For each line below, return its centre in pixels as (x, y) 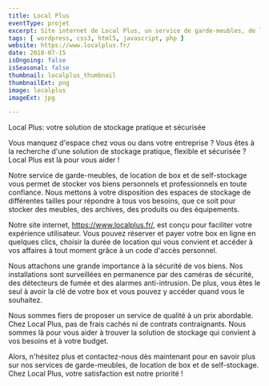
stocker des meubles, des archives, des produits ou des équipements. (124, 210)
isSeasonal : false (39, 68)
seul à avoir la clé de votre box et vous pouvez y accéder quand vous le (126, 292)
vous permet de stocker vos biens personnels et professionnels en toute (128, 184)
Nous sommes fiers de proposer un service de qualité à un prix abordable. (131, 316)
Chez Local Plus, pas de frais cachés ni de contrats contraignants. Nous (127, 324)
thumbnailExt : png (39, 82)
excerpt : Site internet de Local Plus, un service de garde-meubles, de (132, 30)
